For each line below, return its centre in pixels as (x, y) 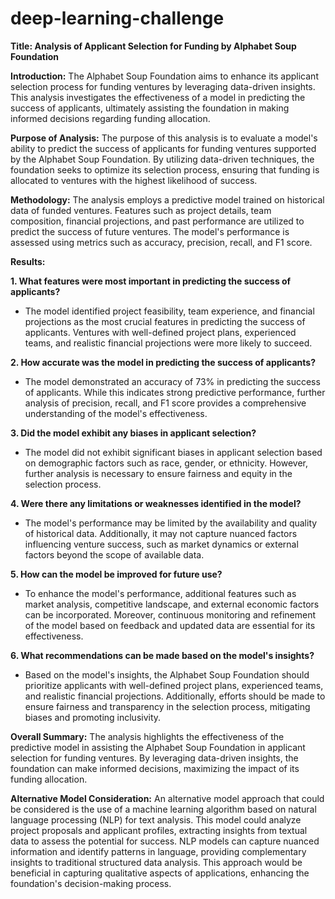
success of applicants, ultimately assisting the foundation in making (150, 108)
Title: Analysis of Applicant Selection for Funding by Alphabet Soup (153, 46)
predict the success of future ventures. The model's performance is (150, 231)
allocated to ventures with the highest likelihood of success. (134, 180)
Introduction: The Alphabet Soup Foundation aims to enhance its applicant (164, 76)
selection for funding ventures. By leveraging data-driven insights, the (154, 758)
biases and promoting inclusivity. (93, 717)
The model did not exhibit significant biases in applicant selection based (173, 452)
